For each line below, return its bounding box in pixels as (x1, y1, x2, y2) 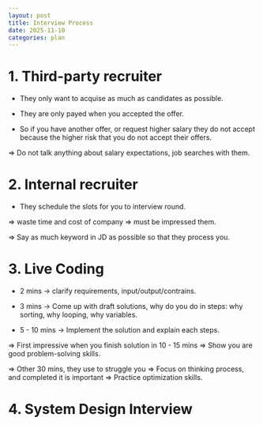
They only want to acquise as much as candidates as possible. (19, 94, 224, 103)
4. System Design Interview (8, 401, 193, 419)
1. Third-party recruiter (8, 68, 163, 85)
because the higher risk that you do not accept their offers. (19, 133, 212, 142)
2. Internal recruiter (8, 175, 138, 194)
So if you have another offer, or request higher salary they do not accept (19, 124, 255, 134)
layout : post (8, 11, 51, 20)
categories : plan (8, 33, 66, 42)
